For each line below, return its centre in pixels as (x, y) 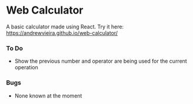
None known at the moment (48, 96)
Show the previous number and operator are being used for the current (101, 61)
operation (26, 67)
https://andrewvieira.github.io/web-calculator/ (62, 32)
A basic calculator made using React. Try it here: (65, 27)
